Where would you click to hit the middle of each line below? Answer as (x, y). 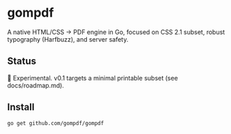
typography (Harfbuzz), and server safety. (68, 39)
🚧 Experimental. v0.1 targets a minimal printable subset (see (93, 78)
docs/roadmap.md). (36, 85)
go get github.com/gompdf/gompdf (56, 123)
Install (21, 107)
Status (22, 61)
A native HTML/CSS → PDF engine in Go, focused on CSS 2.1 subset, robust (116, 32)
